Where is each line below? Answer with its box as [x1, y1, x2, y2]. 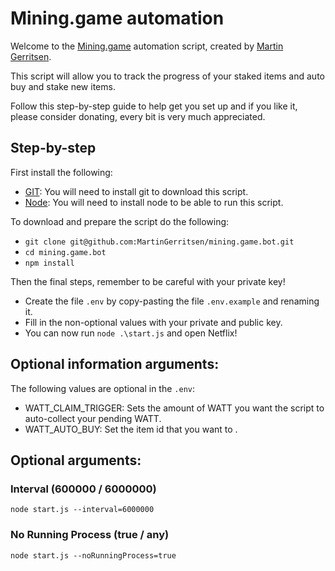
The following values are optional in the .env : [10, 382, 196, 394]
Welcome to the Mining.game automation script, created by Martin [10, 40, 284, 52]
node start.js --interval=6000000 [10, 505, 155, 515]
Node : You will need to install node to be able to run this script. [24, 196, 284, 208]
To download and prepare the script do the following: [10, 215, 230, 227]
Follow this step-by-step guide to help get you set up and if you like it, [10, 100, 298, 112]
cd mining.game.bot [24, 247, 107, 257]
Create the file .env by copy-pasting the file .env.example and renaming [24, 295, 320, 307]
